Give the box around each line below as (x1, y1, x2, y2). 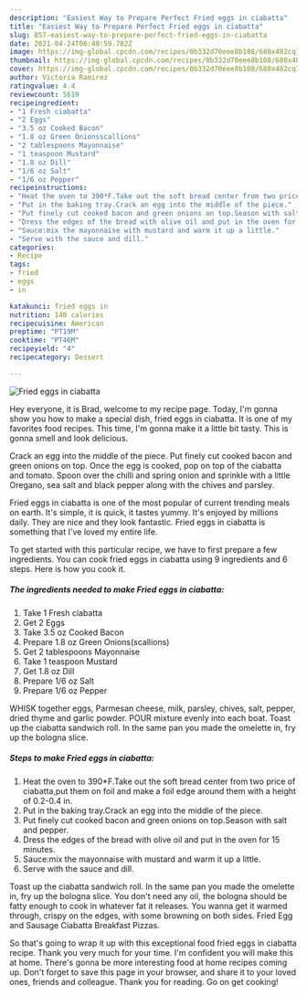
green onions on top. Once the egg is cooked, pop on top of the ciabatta (9, 460, 281, 471)
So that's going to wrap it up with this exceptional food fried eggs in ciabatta (9, 938, 297, 948)
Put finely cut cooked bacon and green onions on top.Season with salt (22, 814, 288, 825)
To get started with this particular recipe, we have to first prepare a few (9, 544, 278, 555)
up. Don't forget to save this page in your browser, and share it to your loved (9, 966, 297, 978)
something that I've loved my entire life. (9, 526, 158, 537)
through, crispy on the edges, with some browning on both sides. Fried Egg (9, 910, 293, 921)
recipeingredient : (9, 98, 79, 108)
